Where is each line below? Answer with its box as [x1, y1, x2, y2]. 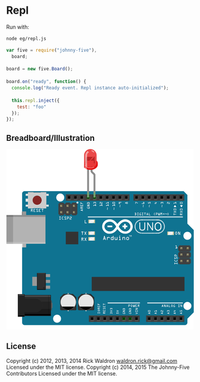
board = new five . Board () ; [6, 66, 73, 72]
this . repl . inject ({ [11, 97, 60, 103]
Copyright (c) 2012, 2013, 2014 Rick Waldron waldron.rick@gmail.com [6, 357, 177, 364]
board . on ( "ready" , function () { [6, 79, 86, 85]
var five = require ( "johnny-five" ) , [6, 47, 97, 53]
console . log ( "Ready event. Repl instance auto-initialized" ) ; [11, 85, 169, 91]
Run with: [6, 23, 30, 30]
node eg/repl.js [6, 35, 46, 42]
